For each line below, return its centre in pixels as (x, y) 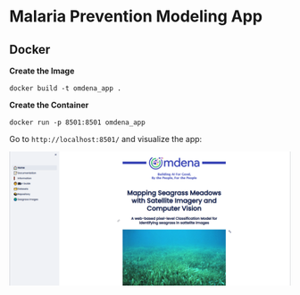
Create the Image (42, 71)
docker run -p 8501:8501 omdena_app (77, 122)
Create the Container (49, 105)
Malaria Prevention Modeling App (136, 17)
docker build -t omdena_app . (66, 88)
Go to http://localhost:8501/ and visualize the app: (106, 139)
